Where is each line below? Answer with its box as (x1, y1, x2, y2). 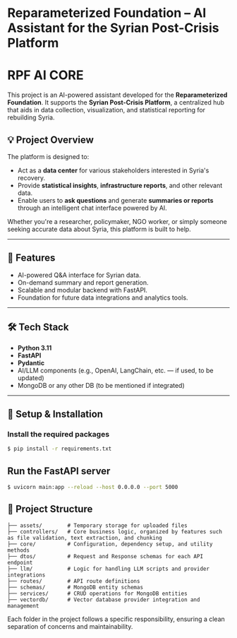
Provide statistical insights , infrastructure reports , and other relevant (17, 181, 223, 189)
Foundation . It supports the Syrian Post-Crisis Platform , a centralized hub (7, 98, 224, 107)
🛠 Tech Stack (7, 321, 69, 333)
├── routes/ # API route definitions (7, 577, 140, 584)
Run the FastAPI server (7, 465, 111, 477)
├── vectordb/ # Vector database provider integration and (7, 596, 200, 603)
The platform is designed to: (7, 152, 90, 160)
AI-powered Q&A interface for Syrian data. (17, 271, 141, 279)
